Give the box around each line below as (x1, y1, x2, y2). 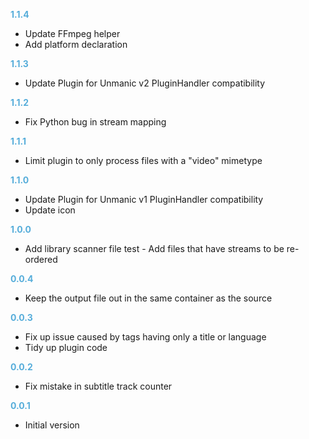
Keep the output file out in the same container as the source (24, 292, 273, 304)
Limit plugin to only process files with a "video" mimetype (24, 155, 263, 166)
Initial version (24, 419, 80, 431)
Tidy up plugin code (24, 342, 108, 353)
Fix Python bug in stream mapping (24, 116, 167, 128)
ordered (24, 254, 58, 265)
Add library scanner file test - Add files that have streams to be (24, 243, 285, 254)
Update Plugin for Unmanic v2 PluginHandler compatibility (24, 77, 266, 89)
